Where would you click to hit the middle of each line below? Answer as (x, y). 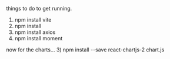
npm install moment (39, 38)
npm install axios (35, 32)
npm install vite (33, 20)
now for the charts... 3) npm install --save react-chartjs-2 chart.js (85, 50)
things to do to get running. (39, 8)
